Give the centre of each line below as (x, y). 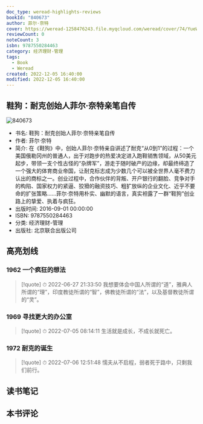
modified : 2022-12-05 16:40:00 (46, 79)
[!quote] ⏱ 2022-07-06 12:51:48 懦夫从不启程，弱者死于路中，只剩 (104, 363)
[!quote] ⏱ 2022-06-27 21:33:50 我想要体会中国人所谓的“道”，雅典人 (107, 284)
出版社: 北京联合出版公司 (46, 230)
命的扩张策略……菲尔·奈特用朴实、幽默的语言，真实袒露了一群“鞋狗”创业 (105, 193)
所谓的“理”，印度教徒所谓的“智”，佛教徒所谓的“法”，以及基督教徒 (102, 292)
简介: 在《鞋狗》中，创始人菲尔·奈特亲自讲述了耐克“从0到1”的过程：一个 (105, 148)
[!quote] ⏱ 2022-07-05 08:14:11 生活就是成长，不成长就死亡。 (98, 331)
